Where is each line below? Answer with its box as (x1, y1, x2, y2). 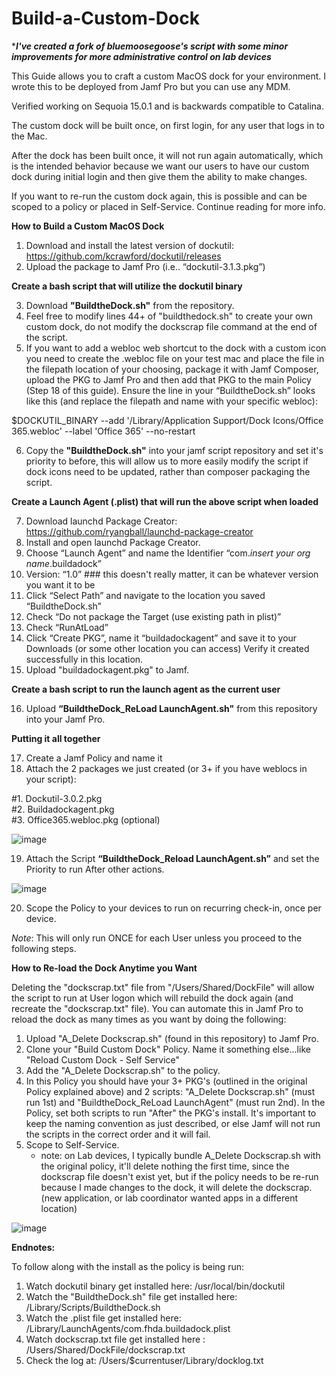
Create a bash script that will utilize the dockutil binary (11, 280, 243, 292)
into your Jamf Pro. (25, 713, 106, 725)
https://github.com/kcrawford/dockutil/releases (25, 250, 222, 262)
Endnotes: (11, 1241, 56, 1253)
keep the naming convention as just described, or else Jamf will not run (25, 1117, 321, 1129)
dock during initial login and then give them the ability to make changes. (11, 170, 308, 182)
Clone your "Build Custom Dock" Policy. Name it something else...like (25, 1043, 311, 1055)
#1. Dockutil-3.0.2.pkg (11, 792, 103, 804)
